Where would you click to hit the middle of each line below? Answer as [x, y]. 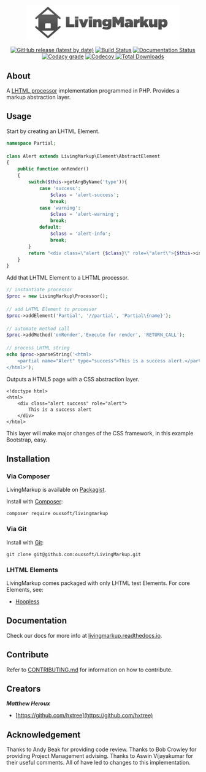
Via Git [17, 529]
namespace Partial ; [31, 143]
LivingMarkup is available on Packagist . [56, 490]
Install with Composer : [35, 502]
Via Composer [28, 476]
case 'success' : [60, 188]
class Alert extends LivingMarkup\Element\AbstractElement [83, 156]
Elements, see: [25, 589]
